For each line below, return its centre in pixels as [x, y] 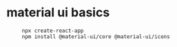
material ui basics [58, 13]
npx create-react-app [53, 31]
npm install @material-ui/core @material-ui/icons [96, 36]
